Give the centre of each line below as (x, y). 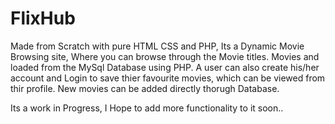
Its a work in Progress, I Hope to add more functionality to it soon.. (147, 108)
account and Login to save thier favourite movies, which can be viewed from (168, 78)
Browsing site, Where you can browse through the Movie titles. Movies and (165, 56)
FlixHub (43, 18)
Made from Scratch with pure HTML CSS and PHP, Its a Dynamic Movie (157, 46)
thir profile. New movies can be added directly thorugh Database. (145, 88)
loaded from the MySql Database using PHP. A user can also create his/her (165, 67)
